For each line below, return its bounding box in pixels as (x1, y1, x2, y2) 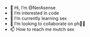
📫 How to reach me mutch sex (10, 26, 74, 32)
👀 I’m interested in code (10, 10, 59, 16)
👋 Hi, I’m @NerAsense (10, 5, 56, 10)
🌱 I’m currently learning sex (10, 15, 67, 21)
